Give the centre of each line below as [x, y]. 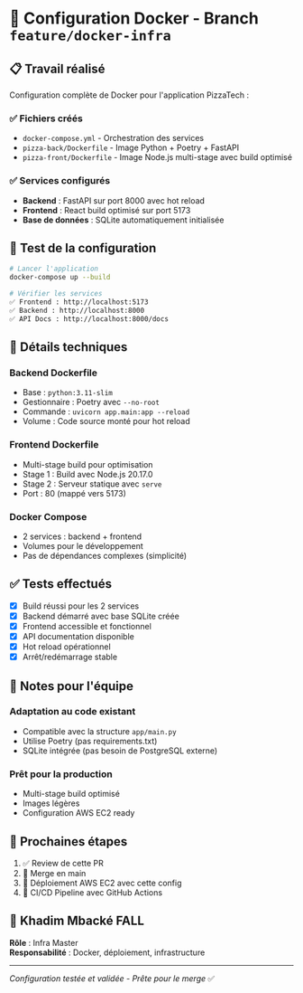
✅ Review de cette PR [63, 863]
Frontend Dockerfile [54, 445]
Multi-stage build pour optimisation [87, 464]
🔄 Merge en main [54, 873]
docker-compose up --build [60, 278]
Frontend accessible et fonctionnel [87, 626]
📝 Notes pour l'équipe [71, 686]
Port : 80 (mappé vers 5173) [74, 493]
